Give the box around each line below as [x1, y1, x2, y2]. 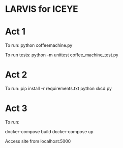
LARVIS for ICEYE [5, 3, 79, 15]
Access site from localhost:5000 [5, 138, 71, 144]
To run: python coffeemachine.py [5, 42, 73, 48]
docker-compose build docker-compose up [5, 129, 93, 134]
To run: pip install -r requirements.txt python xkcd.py [5, 85, 112, 92]
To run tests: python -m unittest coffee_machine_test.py [5, 52, 119, 58]
